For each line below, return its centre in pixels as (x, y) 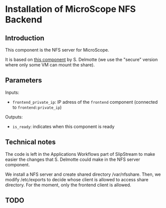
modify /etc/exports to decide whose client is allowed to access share (77, 179)
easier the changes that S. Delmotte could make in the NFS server (73, 159)
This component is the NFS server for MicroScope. (57, 50)
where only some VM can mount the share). (50, 65)
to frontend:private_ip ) (37, 107)
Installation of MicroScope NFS (71, 9)
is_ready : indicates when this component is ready (63, 126)
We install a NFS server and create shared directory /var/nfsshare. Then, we (83, 174)
